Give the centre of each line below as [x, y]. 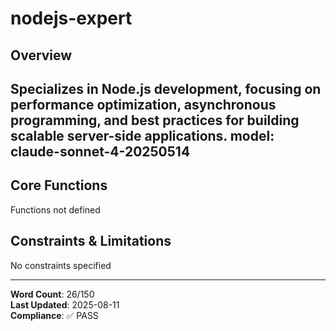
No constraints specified [61, 265]
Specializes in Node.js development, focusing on [166, 88]
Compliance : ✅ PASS [54, 315]
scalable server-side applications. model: [142, 135]
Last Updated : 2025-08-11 [65, 304]
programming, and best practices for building [155, 120]
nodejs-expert [71, 18]
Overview [41, 55]
